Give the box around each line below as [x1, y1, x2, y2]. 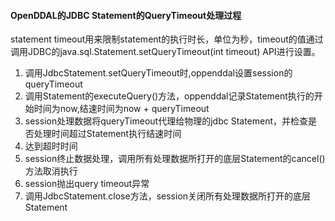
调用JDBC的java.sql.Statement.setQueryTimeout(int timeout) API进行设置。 [10, 46, 321, 58]
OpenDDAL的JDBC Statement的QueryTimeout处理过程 [10, 9, 242, 21]
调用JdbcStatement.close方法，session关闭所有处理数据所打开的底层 [24, 190, 312, 202]
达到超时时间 [24, 140, 78, 152]
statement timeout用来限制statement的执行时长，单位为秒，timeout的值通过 [10, 33, 324, 45]
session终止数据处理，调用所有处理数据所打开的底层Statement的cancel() [24, 153, 326, 165]
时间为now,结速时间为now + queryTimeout [33, 103, 210, 115]
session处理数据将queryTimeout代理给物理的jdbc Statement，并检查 [24, 115, 309, 127]
